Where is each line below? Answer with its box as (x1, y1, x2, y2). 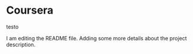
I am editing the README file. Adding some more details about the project (6, 34, 187, 42)
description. (6, 41, 36, 48)
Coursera (6, 4, 54, 17)
